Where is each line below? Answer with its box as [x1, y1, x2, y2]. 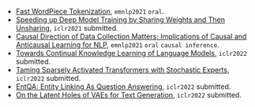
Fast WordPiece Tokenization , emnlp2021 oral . [15, 7, 164, 16]
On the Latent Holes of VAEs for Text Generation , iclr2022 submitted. [15, 90, 242, 99]
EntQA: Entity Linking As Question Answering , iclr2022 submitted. [15, 82, 231, 91]
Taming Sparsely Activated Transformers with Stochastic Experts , [15, 65, 230, 74]
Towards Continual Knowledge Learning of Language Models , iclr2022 [15, 49, 247, 57]
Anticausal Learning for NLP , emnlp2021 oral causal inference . [15, 40, 219, 50]
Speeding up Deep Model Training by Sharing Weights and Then [15, 15, 225, 24]
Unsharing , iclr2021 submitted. [15, 24, 118, 32]
